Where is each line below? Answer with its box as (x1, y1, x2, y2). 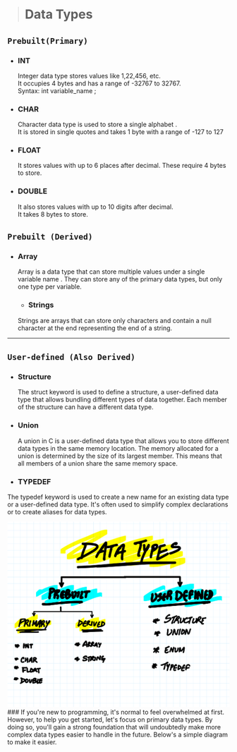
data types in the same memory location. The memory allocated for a (17, 444, 219, 452)
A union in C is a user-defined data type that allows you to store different (17, 437, 229, 445)
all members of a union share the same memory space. (17, 459, 178, 468)
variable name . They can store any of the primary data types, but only (17, 275, 223, 284)
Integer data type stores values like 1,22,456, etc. (17, 71, 161, 80)
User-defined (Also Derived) (7, 352, 136, 363)
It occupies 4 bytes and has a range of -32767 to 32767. (17, 79, 181, 87)
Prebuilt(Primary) (7, 35, 88, 46)
